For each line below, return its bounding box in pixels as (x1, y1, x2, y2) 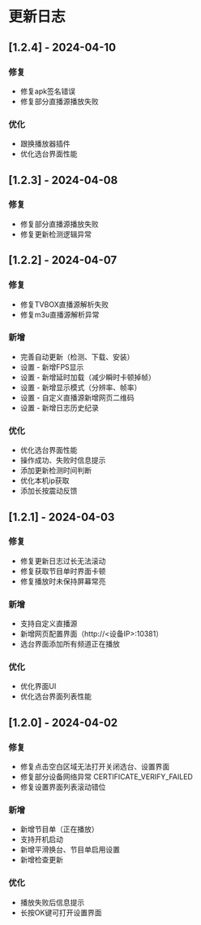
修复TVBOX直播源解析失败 (19, 299, 109, 309)
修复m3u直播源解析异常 (19, 309, 100, 319)
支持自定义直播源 (19, 619, 78, 629)
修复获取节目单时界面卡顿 (19, 566, 106, 576)
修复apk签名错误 (19, 86, 75, 96)
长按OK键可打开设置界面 (19, 907, 102, 917)
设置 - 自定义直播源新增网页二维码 (19, 392, 135, 402)
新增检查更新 (19, 855, 63, 865)
